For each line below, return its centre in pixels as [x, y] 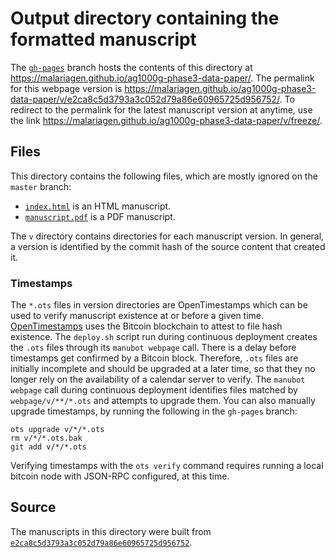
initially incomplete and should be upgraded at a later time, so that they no [163, 369]
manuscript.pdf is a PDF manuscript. [100, 216]
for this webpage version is [66, 88]
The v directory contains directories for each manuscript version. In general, [167, 236]
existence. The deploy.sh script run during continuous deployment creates [164, 337]
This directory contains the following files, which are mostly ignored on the [164, 176]
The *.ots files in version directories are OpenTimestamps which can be [159, 305]
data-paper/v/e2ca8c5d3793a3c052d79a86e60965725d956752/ [145, 99]
